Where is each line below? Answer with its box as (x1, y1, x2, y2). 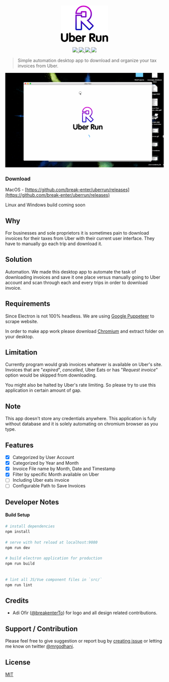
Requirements (5, 299, 50, 308)
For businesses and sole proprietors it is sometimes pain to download (5, 230, 149, 236)
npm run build (5, 561, 35, 566)
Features (5, 441, 34, 449)
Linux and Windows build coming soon (5, 202, 86, 208)
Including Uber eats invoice (12, 477, 69, 483)
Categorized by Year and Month (12, 460, 79, 466)
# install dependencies (5, 524, 55, 529)
